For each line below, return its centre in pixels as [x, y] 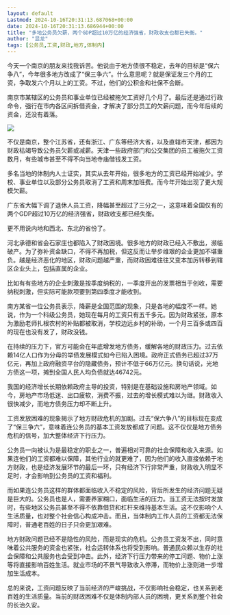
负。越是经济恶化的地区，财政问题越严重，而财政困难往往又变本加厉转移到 [112, 260]
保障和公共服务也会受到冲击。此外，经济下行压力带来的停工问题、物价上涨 [118, 556]
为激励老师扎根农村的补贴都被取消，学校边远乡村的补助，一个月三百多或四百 [115, 323]
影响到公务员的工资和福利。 [76, 476]
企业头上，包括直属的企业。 [52, 268]
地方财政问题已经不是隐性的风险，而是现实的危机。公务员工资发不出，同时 [112, 539]
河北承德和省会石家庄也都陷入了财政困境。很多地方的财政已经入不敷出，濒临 [115, 243]
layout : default [30, 13]
